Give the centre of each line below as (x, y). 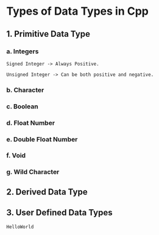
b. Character (25, 90)
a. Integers (23, 51)
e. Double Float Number (42, 139)
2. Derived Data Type (47, 192)
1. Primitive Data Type (48, 34)
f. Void (16, 155)
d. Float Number (31, 122)
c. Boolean (22, 106)
